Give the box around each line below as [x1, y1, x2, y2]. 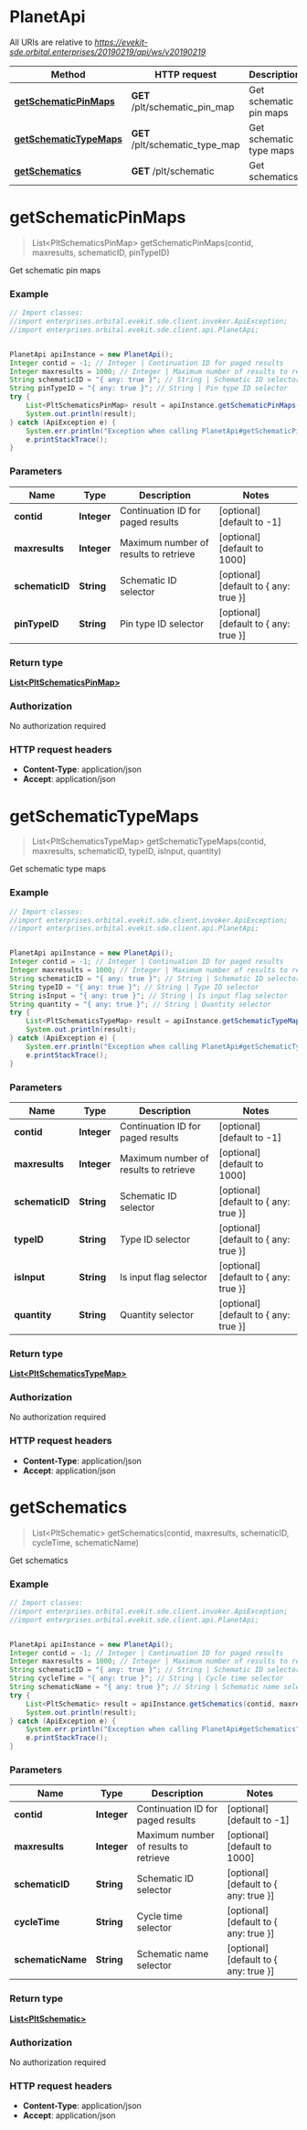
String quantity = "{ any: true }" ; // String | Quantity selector [9, 1000, 272, 1009]
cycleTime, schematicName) [31, 1536, 140, 1547]
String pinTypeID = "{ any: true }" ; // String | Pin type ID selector [9, 384, 288, 393]
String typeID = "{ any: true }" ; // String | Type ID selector [9, 982, 259, 991]
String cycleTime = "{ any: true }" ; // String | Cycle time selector [9, 1674, 284, 1684]
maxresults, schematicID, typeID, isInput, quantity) [31, 846, 222, 857]
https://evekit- [94, 37, 148, 48]
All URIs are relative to [9, 37, 93, 48]
